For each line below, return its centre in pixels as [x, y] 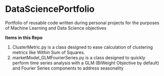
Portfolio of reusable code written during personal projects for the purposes [82, 23]
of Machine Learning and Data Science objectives [56, 28]
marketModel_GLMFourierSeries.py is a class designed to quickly [79, 57]
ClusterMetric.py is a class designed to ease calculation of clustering [82, 47]
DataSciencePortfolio [50, 9]
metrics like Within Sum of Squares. [49, 52]
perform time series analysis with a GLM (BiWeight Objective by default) [86, 63]
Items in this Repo [24, 38]
